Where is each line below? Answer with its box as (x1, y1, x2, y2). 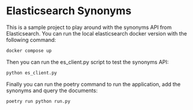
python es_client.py (6, 70, 58, 76)
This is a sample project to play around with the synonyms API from (6, 24, 172, 31)
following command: (6, 36, 57, 43)
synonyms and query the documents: (6, 87, 98, 94)
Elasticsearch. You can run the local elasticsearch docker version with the (6, 30, 188, 37)
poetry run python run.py (6, 98, 70, 104)
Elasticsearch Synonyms (6, 4, 132, 18)
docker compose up (6, 47, 52, 54)
